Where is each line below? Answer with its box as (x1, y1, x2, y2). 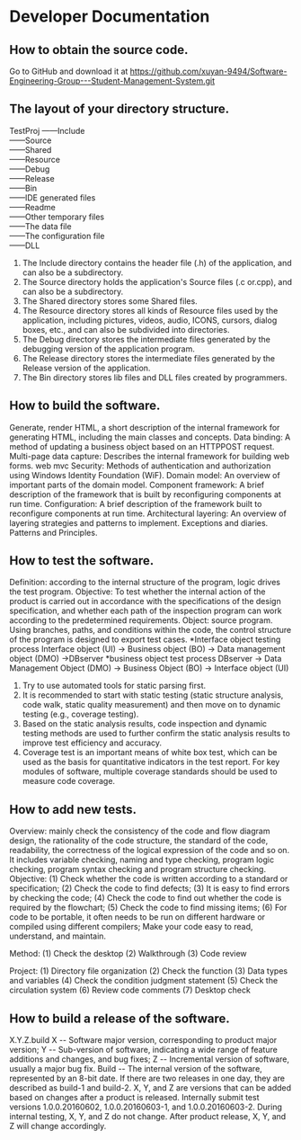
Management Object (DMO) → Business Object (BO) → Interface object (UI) (9, 663, 289, 673)
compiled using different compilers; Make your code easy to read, (9, 922, 253, 932)
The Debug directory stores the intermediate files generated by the (22, 334, 271, 344)
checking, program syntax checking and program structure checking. (9, 864, 267, 875)
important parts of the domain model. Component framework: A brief (9, 479, 265, 490)
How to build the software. (9, 398, 161, 414)
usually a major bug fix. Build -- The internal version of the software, (9, 1064, 262, 1074)
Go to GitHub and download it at (9, 66, 128, 76)
